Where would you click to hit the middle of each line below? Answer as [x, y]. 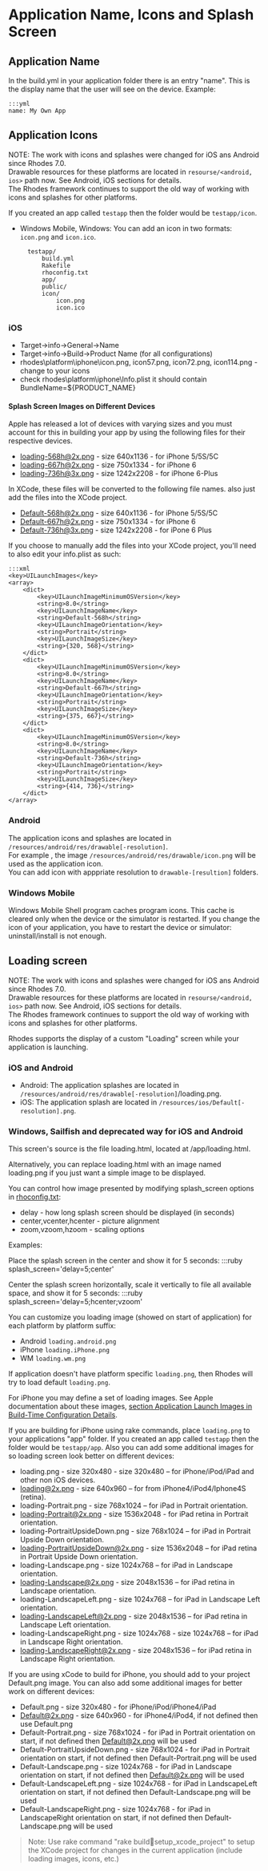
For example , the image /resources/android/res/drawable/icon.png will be [132, 855]
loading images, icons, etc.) [74, 1859]
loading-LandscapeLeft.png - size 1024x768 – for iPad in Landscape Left [140, 1599]
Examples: [25, 1245]
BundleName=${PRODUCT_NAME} [78, 388]
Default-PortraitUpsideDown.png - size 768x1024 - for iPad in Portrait [135, 1750]
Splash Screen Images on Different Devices [82, 406]
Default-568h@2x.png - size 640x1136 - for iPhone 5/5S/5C [119, 513]
